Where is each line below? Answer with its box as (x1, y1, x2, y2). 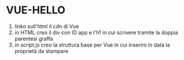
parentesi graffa (14, 35, 54, 42)
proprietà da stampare (14, 47, 69, 54)
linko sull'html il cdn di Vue (14, 23, 79, 30)
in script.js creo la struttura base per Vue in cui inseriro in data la (14, 41, 171, 48)
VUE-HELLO (6, 3, 65, 17)
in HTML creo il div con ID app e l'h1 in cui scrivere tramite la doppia (14, 29, 178, 36)
